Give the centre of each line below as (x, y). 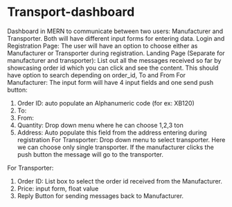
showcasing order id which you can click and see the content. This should (113, 68)
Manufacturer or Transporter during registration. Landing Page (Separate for (116, 53)
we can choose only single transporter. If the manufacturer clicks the (116, 147)
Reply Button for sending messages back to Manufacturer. (100, 196)
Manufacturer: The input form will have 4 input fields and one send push (110, 82)
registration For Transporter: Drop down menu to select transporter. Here (121, 139)
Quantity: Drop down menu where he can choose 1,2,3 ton (100, 125)
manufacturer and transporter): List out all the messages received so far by (114, 60)
